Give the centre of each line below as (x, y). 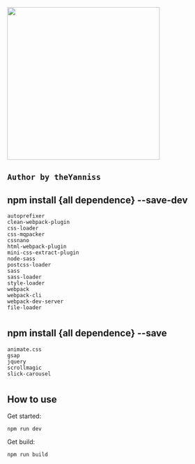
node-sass (22, 259)
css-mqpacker (26, 234)
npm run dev (24, 429)
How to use (32, 399)
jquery (17, 361)
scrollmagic (24, 368)
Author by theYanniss (54, 177)
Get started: (24, 416)
